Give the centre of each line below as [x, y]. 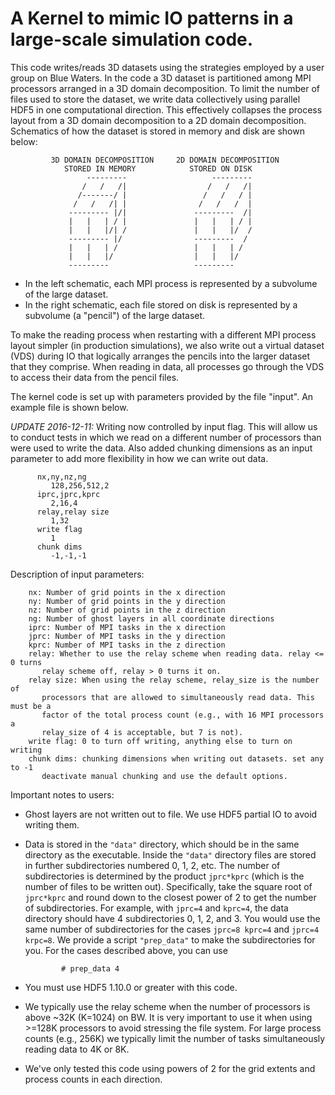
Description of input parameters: [77, 574]
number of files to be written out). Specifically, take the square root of [168, 886]
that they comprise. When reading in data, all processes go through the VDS [167, 366]
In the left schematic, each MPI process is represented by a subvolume [171, 283]
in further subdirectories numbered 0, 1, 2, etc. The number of [152, 865]
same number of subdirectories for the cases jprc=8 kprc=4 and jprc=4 [172, 929]
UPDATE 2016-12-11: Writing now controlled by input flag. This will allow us [164, 426]
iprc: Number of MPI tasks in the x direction [127, 627]
